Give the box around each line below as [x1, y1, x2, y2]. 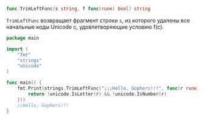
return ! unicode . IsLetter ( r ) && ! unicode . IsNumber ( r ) [28, 91, 167, 97]
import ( [6, 46, 29, 52]
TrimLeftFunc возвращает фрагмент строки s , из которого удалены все [6, 16, 190, 24]
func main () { [6, 80, 42, 86]
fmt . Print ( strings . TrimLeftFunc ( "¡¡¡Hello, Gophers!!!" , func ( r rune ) [17, 85, 200, 91]
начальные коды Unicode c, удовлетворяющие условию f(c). [6, 23, 164, 30]
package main [6, 35, 39, 41]
